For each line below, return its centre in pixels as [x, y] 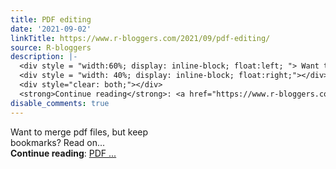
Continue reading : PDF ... [63, 153]
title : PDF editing [51, 19]
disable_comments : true [60, 103]
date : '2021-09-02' [51, 29]
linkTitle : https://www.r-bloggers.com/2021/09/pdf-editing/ [140, 38]
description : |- [44, 57]
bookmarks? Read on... [58, 142]
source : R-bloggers [51, 47]
